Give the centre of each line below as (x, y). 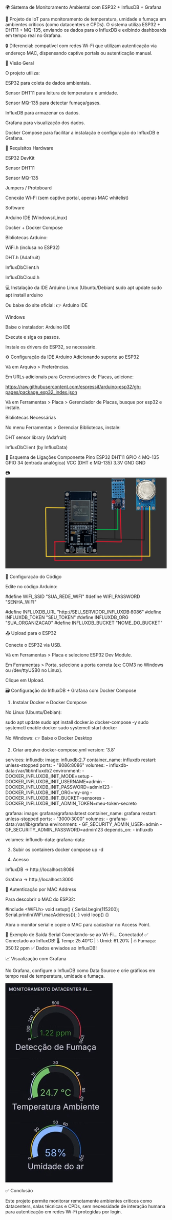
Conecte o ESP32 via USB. (34, 645)
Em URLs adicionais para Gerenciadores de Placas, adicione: (70, 377)
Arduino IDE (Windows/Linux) (36, 218)
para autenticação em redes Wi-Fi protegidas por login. (64, 1212)
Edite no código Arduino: (31, 586)
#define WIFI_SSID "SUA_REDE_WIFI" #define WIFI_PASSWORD (73, 596)
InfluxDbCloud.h (23, 277)
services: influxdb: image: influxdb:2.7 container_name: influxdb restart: (81, 760)
